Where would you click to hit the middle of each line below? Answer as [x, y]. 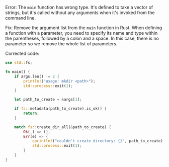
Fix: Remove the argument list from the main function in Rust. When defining [84, 28]
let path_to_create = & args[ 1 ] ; [48, 100]
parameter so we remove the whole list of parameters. [61, 44]
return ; [31, 113]
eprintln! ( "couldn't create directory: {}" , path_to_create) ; [99, 141]
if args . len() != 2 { [37, 76]
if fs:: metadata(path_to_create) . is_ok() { [61, 109]
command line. [21, 18]
